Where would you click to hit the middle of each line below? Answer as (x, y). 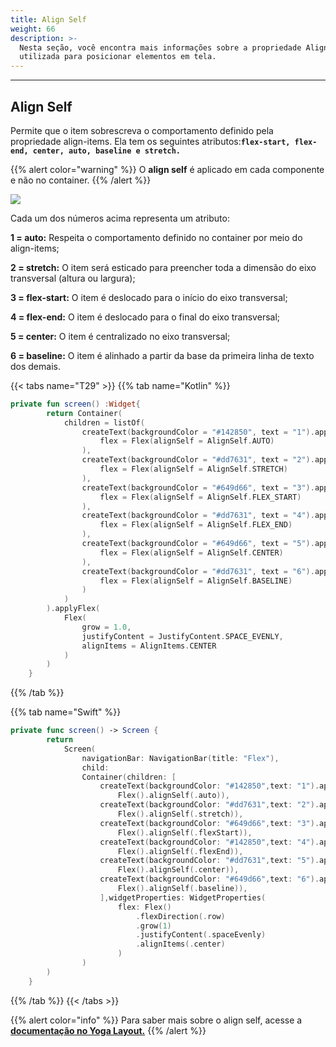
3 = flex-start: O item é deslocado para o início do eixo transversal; (149, 297)
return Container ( (84, 413)
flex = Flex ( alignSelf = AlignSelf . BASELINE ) (196, 581)
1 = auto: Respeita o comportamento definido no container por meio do (156, 237)
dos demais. (35, 366)
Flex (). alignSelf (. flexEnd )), (180, 851)
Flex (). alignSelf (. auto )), (173, 796)
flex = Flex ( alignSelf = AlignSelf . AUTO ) (187, 441)
